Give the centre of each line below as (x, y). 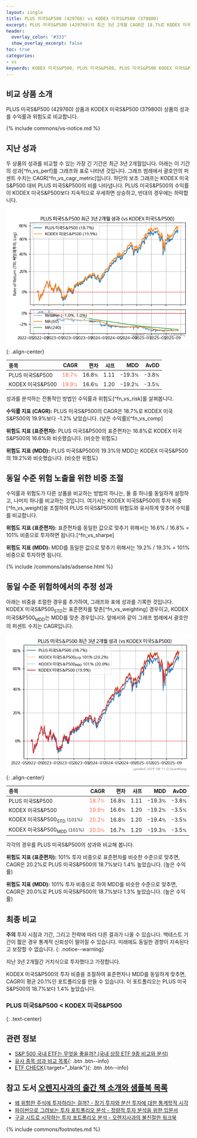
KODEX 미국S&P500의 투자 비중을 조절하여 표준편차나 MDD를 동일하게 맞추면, (96, 974)
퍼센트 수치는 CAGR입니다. (43, 626)
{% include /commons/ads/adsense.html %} (60, 567)
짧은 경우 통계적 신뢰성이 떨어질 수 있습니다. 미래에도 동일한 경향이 (93, 942)
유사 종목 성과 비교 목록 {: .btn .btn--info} (62, 1061)
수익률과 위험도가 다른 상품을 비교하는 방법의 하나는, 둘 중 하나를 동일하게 (90, 494)
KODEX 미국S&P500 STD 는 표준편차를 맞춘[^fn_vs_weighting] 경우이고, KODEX (97, 610)
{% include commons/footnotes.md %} (53, 1129)
